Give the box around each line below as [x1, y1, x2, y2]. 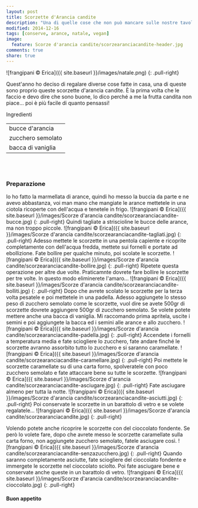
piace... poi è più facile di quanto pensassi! [6, 99, 110, 107]
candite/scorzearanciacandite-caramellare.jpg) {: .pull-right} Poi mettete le [6, 356, 188, 364]
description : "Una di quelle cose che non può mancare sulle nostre [6, 20, 178, 25]
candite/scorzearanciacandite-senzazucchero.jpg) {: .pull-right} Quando [6, 449, 183, 456]
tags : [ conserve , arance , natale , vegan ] [6, 31, 110, 37]
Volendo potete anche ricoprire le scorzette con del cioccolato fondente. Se [6, 425, 190, 432]
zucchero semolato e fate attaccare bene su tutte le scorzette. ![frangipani [6, 369, 187, 376]
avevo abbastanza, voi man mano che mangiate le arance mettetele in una [6, 199, 186, 206]
